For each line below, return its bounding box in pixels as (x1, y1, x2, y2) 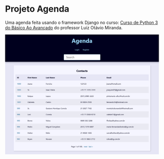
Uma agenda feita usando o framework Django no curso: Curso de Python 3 (5, 20, 158, 25)
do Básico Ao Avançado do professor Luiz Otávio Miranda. (5, 24, 123, 30)
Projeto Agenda (5, 3, 70, 15)
